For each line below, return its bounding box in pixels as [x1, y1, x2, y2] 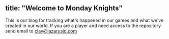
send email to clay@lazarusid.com [5, 27, 77, 34]
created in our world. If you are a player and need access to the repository [5, 22, 161, 28]
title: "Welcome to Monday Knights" [5, 4, 123, 12]
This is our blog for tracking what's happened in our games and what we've [5, 17, 164, 23]
